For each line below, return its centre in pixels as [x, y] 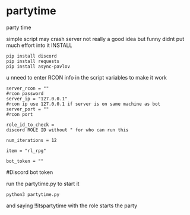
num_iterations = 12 [32, 140]
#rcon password [25, 93]
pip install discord [32, 56]
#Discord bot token [30, 172]
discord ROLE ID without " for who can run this [67, 130]
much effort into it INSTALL [39, 45]
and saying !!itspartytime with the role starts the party [72, 205]
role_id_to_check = [30, 125]
